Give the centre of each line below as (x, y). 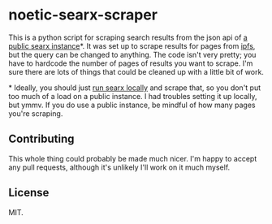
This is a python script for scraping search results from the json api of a (128, 37)
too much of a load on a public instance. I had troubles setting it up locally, (133, 96)
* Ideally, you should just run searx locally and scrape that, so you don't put (135, 88)
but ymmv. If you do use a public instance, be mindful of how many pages (132, 105)
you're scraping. (36, 113)
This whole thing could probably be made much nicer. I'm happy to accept (133, 158)
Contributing (41, 139)
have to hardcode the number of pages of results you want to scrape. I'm (131, 63)
